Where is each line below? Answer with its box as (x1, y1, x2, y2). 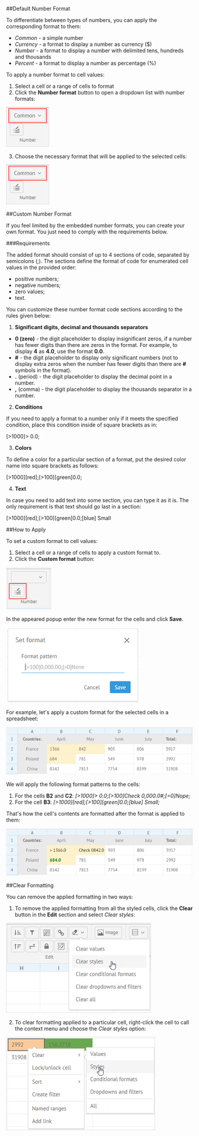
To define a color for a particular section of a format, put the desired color (6, 456, 187, 463)
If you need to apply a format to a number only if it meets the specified (6, 415, 179, 422)
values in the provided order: (6, 264, 77, 271)
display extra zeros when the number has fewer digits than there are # (14, 361, 187, 367)
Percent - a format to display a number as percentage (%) (14, 59, 156, 67)
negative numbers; (14, 282, 61, 289)
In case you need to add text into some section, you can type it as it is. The (6, 497, 189, 504)
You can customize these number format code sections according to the (6, 306, 183, 313)
